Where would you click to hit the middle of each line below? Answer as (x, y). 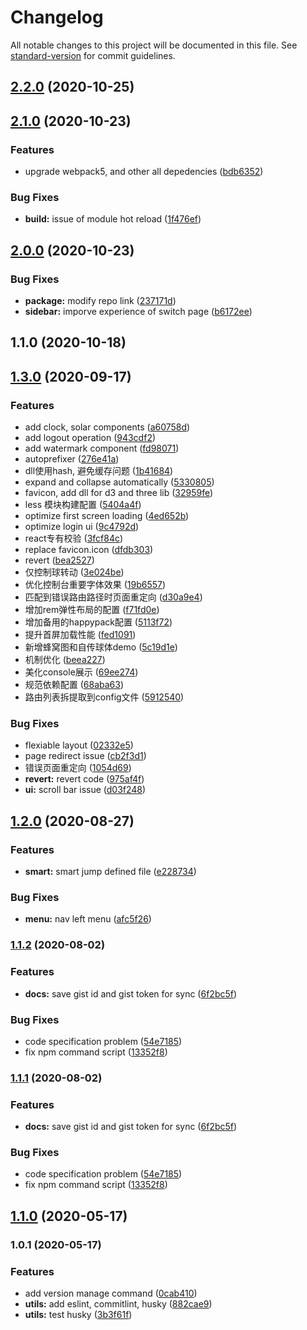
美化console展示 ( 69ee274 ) (81, 672)
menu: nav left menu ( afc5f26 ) (88, 919)
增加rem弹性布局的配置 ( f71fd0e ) (92, 610)
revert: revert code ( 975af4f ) (84, 779)
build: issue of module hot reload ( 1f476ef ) (113, 219)
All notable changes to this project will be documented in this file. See (154, 45)
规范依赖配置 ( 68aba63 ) (74, 685)
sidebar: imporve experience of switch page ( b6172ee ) (138, 311)
